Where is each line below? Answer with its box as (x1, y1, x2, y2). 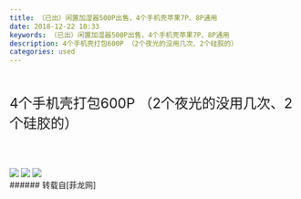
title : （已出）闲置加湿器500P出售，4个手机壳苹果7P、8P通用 (9, 13, 218, 23)
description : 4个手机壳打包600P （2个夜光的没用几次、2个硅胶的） (9, 38, 239, 48)
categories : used (9, 47, 76, 57)
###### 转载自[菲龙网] (9, 180, 97, 191)
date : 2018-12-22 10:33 (9, 22, 100, 31)
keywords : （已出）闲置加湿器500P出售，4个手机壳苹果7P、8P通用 (9, 30, 230, 39)
